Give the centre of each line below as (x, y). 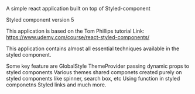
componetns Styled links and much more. (56, 85)
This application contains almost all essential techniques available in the (93, 48)
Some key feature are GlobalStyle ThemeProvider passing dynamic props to (97, 66)
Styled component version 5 (40, 20)
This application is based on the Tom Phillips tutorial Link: (75, 31)
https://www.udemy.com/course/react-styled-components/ (78, 37)
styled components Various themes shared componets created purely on (94, 72)
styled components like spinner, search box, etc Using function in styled (93, 79)
